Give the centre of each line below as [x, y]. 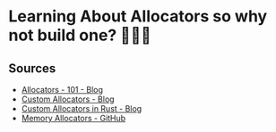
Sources [32, 68]
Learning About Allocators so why [138, 16]
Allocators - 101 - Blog [62, 90]
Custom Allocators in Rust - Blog [82, 108]
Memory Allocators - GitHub [73, 118]
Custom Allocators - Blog [68, 99]
